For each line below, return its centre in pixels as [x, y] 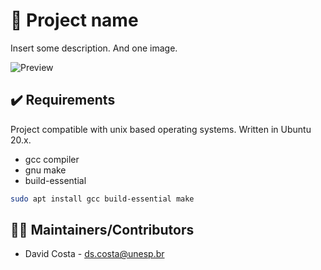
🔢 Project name [74, 20]
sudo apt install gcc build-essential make [102, 199]
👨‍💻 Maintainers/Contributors [102, 230]
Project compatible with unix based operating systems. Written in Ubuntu [161, 129]
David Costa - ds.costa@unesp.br [94, 254]
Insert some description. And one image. [94, 48]
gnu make [45, 170]
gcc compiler [52, 159]
